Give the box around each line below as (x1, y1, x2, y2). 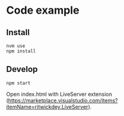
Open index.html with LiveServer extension (6, 90, 113, 98)
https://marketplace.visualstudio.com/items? (8, 96, 118, 104)
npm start (6, 80, 31, 86)
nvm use (6, 43, 26, 49)
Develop (6, 64, 38, 74)
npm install (6, 48, 36, 54)
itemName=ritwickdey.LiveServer (6, 103, 89, 110)
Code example (6, 4, 80, 17)
